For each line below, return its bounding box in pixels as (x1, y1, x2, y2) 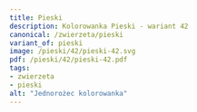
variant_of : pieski (9, 38, 84, 48)
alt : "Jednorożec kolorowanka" (9, 89, 128, 98)
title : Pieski (9, 13, 64, 23)
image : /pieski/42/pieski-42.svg (9, 47, 136, 56)
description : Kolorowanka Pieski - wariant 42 (9, 22, 189, 31)
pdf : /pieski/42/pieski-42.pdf (9, 55, 128, 64)
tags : (9, 64, 30, 73)
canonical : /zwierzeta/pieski (9, 30, 124, 39)
